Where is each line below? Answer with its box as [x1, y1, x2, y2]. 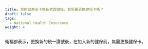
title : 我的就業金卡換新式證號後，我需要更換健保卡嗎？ [5, 7, 104, 12]
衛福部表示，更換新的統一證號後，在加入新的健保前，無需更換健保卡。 [5, 39, 146, 45]
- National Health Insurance [9, 20, 69, 25]
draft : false [5, 12, 32, 16]
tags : [5, 16, 16, 21]
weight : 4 [5, 25, 25, 30]
